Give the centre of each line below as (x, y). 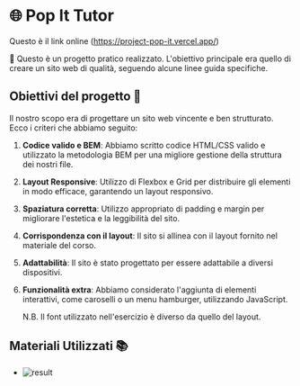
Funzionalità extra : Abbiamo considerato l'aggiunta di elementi (139, 290)
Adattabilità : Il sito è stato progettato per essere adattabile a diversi (148, 263)
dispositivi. (42, 272)
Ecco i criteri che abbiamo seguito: (74, 128)
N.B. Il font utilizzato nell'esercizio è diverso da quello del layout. (141, 317)
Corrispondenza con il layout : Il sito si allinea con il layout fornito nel (150, 236)
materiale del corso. (59, 245)
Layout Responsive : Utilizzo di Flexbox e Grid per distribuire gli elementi (156, 182)
